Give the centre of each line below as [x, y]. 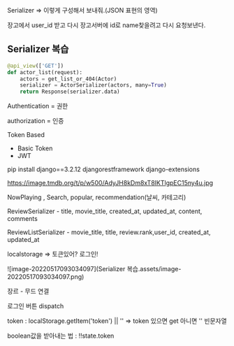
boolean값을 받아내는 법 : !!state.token [61, 336]
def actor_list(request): [45, 72]
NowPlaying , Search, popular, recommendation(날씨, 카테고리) [97, 197]
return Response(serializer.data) [70, 92]
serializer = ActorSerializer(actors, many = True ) [94, 85]
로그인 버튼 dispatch [36, 306]
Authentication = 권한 [38, 106]
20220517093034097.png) [46, 277]
